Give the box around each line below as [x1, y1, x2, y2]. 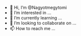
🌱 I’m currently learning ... [9, 15, 62, 20]
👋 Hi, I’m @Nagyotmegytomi [9, 5, 67, 10]
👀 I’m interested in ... [9, 10, 52, 16]
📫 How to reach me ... [9, 26, 55, 31]
